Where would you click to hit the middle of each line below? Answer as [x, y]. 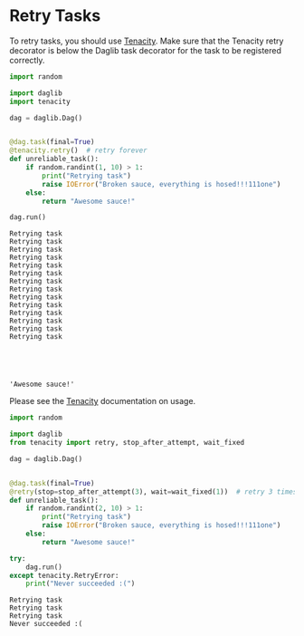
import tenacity [40, 101]
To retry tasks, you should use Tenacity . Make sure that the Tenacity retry [147, 41]
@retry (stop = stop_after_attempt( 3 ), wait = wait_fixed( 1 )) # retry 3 [141, 491]
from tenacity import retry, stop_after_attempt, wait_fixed [127, 443]
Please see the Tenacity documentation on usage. [103, 401]
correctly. [27, 60]
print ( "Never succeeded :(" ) [81, 584]
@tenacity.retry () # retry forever [78, 150]
